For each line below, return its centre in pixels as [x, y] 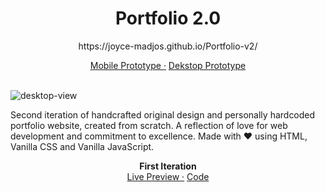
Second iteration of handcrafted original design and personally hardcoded [163, 114]
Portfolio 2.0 [168, 18]
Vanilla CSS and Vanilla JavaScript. [82, 146]
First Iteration [168, 166]
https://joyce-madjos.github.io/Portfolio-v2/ [168, 46]
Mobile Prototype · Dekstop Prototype [168, 65]
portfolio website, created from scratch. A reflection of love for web [149, 125]
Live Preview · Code [168, 176]
